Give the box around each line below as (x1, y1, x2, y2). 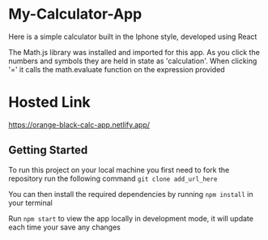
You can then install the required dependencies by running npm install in (8, 189, 253, 199)
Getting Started (8, 144, 88, 157)
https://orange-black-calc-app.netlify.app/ (8, 119, 150, 130)
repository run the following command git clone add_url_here (8, 174, 218, 183)
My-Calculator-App (8, 5, 143, 24)
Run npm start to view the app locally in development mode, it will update (8, 213, 253, 223)
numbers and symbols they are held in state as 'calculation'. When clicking (8, 56, 257, 66)
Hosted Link (8, 93, 91, 112)
